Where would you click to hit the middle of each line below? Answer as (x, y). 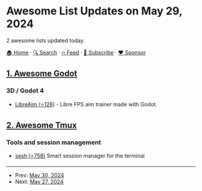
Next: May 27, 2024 (39, 182)
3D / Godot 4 (25, 91)
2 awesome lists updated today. (46, 40)
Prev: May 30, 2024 (39, 175)
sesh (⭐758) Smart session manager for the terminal (80, 156)
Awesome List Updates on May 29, (94, 11)
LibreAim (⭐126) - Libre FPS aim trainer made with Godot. (86, 104)
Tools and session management (54, 142)
